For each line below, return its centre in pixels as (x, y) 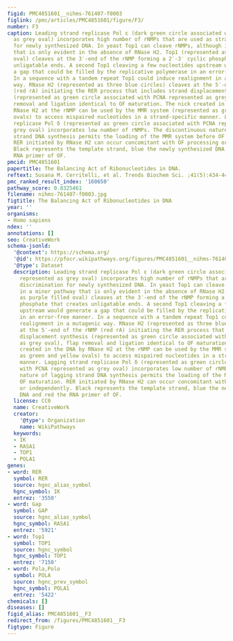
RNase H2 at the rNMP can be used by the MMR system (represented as (116, 110)
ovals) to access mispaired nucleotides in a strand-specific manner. (118, 117)
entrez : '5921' (35, 530)
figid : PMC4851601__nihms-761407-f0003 (65, 14)
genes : (17, 466)
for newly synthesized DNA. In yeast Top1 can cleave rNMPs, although (118, 46)
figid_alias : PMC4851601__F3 (49, 614)
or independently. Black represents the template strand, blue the (119, 388)
